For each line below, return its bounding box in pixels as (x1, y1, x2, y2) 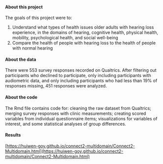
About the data (5, 56, 36, 62)
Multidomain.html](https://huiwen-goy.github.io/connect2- (5, 148, 124, 154)
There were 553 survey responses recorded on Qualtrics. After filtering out (5, 67, 157, 73)
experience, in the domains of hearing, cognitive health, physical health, (12, 29, 159, 35)
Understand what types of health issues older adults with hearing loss (12, 25, 154, 30)
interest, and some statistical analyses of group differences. (5, 121, 126, 127)
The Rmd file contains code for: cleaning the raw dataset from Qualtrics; (5, 105, 151, 111)
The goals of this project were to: (5, 15, 72, 21)
